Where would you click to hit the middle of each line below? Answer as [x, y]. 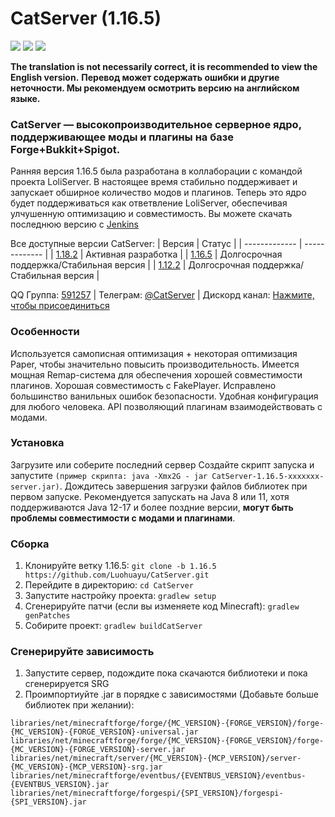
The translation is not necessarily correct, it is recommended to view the [164, 66]
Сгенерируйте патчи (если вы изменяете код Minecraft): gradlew [162, 606]
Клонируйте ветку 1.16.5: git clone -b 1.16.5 [120, 566]
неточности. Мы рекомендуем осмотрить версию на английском [155, 88]
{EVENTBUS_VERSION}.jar [60, 785]
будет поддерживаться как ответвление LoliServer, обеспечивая [149, 203]
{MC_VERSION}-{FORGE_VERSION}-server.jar [98, 750]
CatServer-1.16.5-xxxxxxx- [268, 476]
